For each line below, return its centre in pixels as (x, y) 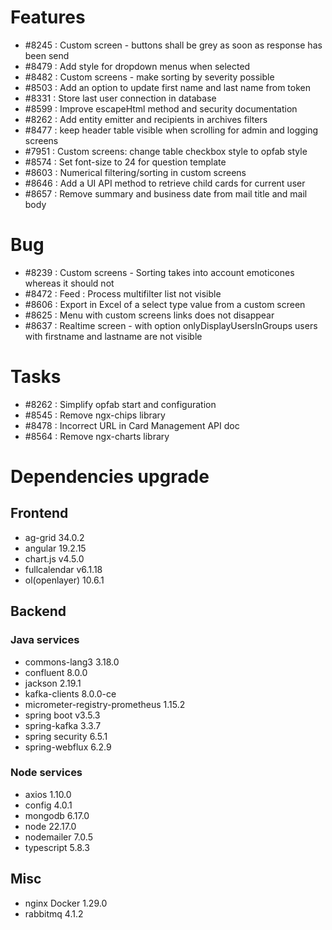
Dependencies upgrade (110, 477)
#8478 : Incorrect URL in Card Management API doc (132, 425)
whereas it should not (69, 283)
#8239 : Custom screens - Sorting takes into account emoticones (159, 272)
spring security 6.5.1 (66, 736)
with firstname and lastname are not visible (113, 336)
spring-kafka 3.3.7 (63, 725)
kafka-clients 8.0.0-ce (70, 693)
